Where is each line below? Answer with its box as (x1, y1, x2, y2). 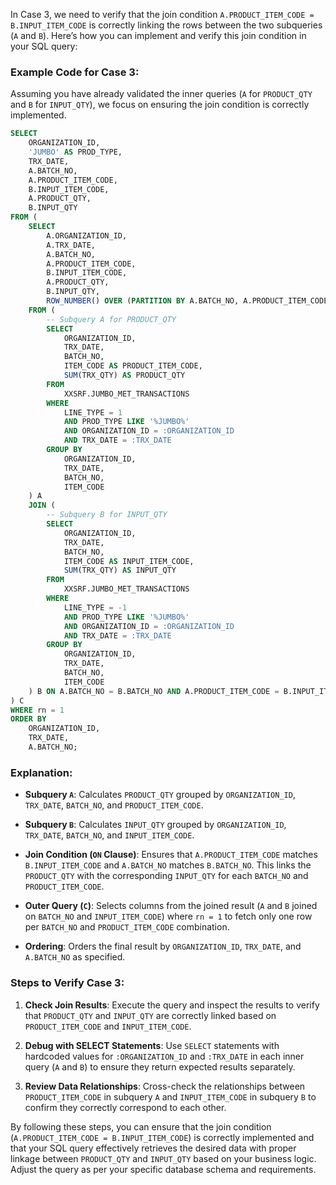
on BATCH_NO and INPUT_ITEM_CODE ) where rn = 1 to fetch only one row (24, 910, 313, 923)
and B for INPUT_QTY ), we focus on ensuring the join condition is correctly (10, 99, 310, 111)
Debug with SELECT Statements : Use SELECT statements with (24, 1039, 280, 1051)
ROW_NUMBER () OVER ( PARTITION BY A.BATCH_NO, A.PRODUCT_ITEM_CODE (46, 296, 329, 306)
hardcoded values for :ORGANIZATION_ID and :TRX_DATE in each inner (24, 1050, 305, 1062)
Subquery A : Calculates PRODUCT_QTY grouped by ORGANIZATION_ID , (24, 789, 296, 801)
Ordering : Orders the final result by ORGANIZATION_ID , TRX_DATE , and (24, 940, 302, 953)
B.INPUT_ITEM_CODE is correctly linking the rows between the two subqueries (10, 19, 323, 31)
